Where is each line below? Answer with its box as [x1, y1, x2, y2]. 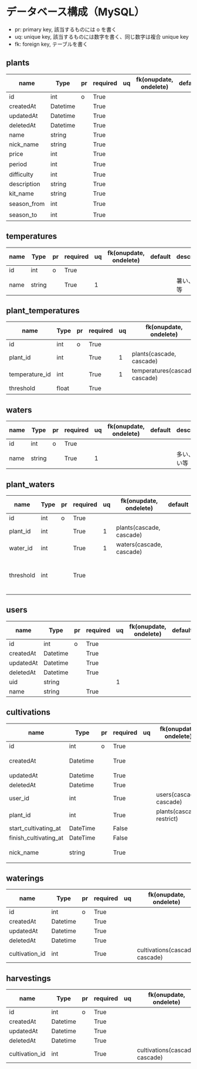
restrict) [156, 814, 179, 823]
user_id [9, 794, 29, 802]
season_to [9, 211, 38, 219]
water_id [9, 544, 33, 552]
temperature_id [9, 370, 51, 378]
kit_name [9, 189, 34, 197]
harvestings [6, 973, 52, 983]
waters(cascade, [116, 540, 162, 549]
